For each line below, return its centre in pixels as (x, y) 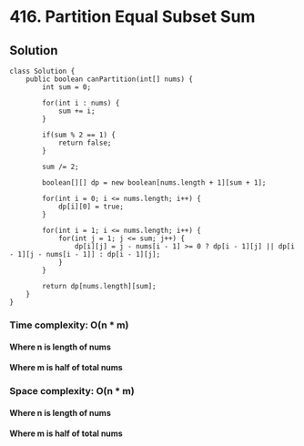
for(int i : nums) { (81, 103)
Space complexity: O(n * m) (72, 391)
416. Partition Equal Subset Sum (132, 17)
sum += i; (76, 111)
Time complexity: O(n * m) (69, 325)
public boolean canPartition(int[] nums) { (110, 79)
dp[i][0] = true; (91, 207)
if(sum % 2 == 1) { (79, 135)
